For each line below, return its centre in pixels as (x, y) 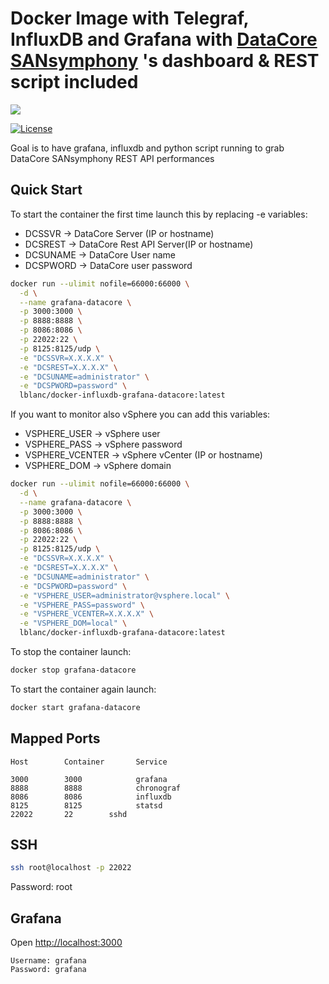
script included (74, 82)
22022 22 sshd (69, 814)
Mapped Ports (55, 738)
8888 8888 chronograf (96, 788)
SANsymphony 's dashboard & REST (165, 61)
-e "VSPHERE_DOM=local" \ (73, 623)
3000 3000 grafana (89, 779)
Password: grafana (48, 970)
